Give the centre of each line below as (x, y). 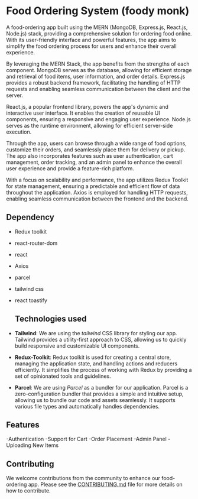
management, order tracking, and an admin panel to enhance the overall (94, 162)
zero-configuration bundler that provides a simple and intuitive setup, (99, 394)
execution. (19, 132)
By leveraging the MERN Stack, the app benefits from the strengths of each (98, 64)
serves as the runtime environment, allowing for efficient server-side (90, 125)
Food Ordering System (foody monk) (98, 11)
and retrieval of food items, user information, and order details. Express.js (96, 76)
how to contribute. (29, 491)
